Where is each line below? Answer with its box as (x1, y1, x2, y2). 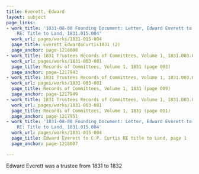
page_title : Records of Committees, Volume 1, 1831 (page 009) (11, 86, 171, 92)
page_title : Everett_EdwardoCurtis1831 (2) (11, 42, 120, 48)
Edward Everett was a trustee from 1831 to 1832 (6, 162, 123, 169)
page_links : (6, 20, 36, 25)
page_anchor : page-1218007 (11, 140, 78, 147)
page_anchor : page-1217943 (11, 69, 78, 75)
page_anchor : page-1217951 (11, 113, 78, 119)
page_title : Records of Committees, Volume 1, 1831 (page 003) (11, 63, 171, 70)
